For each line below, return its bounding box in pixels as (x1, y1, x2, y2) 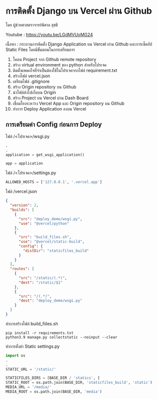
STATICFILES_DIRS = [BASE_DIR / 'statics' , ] (5, 376, 100, 380)
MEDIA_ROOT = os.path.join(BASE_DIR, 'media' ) (5, 389, 102, 394)
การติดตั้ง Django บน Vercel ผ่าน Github (5, 5, 152, 17)
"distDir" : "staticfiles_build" (23, 248, 90, 253)
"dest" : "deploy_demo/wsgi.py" (18, 298, 83, 303)
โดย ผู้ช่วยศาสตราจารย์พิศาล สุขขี (5, 22, 58, 27)
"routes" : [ (10, 266, 35, 271)
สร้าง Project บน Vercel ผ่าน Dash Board (12, 95, 89, 101)
